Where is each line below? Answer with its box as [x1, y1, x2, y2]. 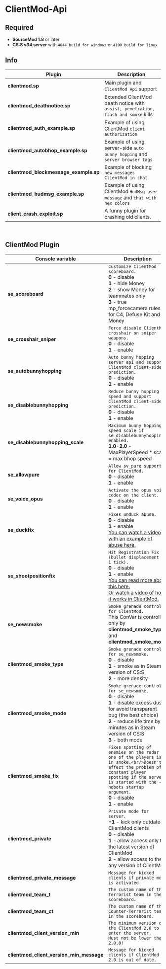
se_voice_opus [7, 495, 43, 502]
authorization [104, 131, 137, 137]
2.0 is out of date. [108, 957, 157, 963]
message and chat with [104, 194, 157, 201]
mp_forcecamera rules [108, 305, 161, 312]
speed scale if [108, 427, 144, 433]
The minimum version [108, 920, 157, 926]
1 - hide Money [108, 280, 145, 287]
